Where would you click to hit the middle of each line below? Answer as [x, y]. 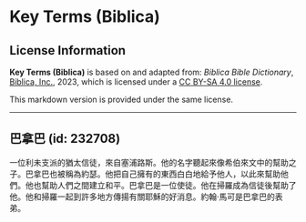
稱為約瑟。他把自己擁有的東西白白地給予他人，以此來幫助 [173, 174]
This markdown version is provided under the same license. [122, 99]
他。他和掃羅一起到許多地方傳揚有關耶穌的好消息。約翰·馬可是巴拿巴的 [143, 197]
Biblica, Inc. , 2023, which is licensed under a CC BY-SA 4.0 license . [136, 82]
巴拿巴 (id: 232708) [65, 139]
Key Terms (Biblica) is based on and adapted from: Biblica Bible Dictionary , [152, 72]
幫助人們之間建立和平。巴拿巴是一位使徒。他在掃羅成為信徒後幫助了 [168, 185]
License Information [67, 50]
